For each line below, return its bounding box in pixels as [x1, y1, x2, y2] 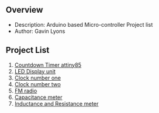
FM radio [14, 87, 38, 94]
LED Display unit [14, 67, 56, 75]
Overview [5, 5, 44, 15]
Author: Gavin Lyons [14, 27, 66, 35]
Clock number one [14, 74, 61, 81]
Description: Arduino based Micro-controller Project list [14, 21, 153, 28]
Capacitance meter [14, 94, 63, 101]
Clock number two [14, 80, 61, 87]
